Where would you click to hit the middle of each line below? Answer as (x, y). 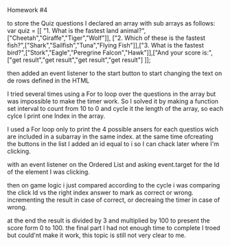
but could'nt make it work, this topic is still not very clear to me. (97, 235)
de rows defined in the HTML (48, 81)
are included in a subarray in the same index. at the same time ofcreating (110, 136)
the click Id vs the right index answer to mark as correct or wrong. (100, 193)
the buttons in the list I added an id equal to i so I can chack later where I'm (113, 144)
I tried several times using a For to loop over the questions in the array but (112, 94)
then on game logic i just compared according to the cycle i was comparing (114, 185)
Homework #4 (27, 10)
